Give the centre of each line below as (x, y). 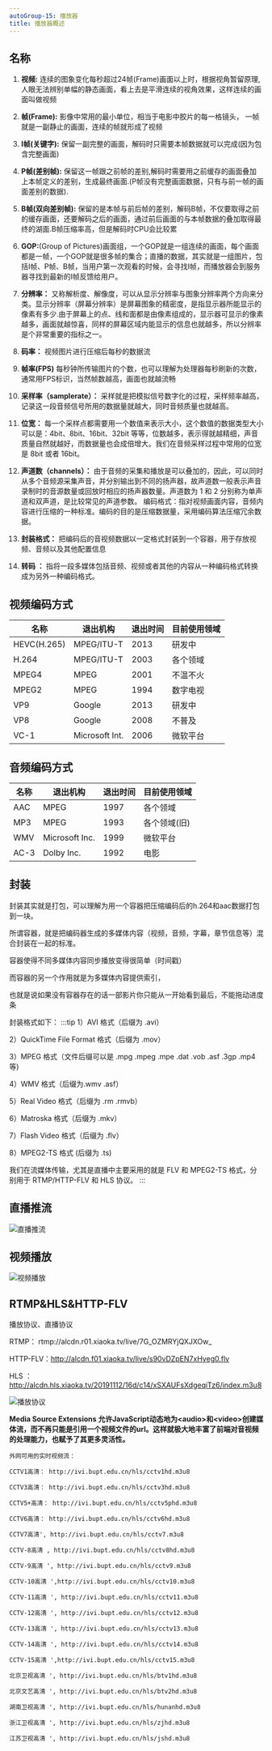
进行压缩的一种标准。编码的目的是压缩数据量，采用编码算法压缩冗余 (141, 512)
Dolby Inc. (62, 853)
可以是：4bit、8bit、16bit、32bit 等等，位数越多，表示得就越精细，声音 (140, 433)
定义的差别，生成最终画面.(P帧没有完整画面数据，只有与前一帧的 (149, 181)
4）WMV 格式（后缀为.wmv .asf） (66, 1084)
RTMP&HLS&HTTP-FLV (69, 1304)
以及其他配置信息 (77, 549)
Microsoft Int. (98, 735)
